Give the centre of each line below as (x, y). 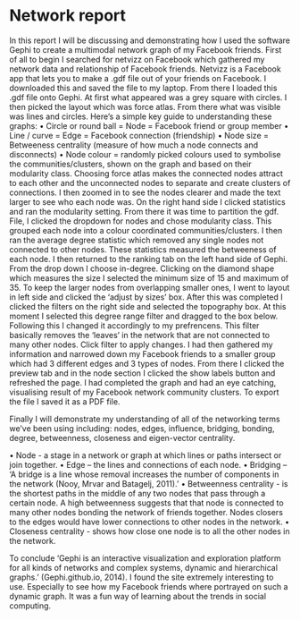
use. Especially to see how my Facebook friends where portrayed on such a (149, 586)
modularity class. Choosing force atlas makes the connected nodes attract (146, 173)
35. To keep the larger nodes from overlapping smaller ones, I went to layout (150, 287)
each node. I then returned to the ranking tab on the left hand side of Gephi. (149, 259)
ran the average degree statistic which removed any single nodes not (137, 240)
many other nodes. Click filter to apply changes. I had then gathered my (142, 344)
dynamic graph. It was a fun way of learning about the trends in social (137, 596)
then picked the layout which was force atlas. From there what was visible (145, 106)
